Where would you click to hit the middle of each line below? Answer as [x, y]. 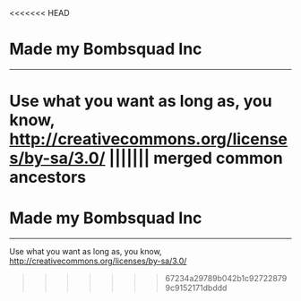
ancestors [48, 177]
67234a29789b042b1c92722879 [226, 279]
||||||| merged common [196, 158]
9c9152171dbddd [196, 288]
